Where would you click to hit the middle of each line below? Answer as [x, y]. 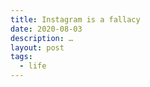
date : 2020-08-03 [46, 29]
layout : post [37, 47]
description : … [42, 38]
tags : [21, 57]
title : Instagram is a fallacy [75, 19]
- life [33, 66]
